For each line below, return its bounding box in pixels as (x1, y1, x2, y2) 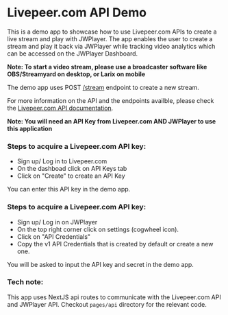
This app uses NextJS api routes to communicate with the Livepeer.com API (7, 293, 221, 301)
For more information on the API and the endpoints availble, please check (7, 96, 214, 104)
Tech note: (7, 277, 44, 287)
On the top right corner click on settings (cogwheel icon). (16, 225, 179, 233)
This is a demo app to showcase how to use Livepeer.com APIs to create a (7, 27, 217, 36)
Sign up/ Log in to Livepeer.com (16, 157, 107, 165)
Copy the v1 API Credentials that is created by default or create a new (16, 240, 214, 248)
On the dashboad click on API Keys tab (16, 165, 127, 173)
